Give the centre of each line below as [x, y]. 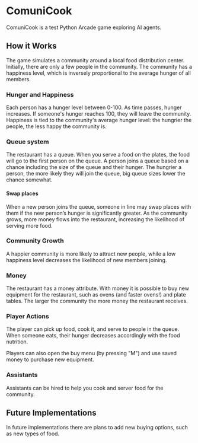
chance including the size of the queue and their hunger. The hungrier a [94, 167]
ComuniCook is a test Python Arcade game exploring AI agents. [84, 27]
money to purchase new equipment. [50, 359]
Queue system [28, 142]
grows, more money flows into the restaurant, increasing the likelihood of [95, 219]
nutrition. [17, 342]
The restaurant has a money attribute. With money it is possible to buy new [98, 288]
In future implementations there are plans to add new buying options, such [97, 427]
